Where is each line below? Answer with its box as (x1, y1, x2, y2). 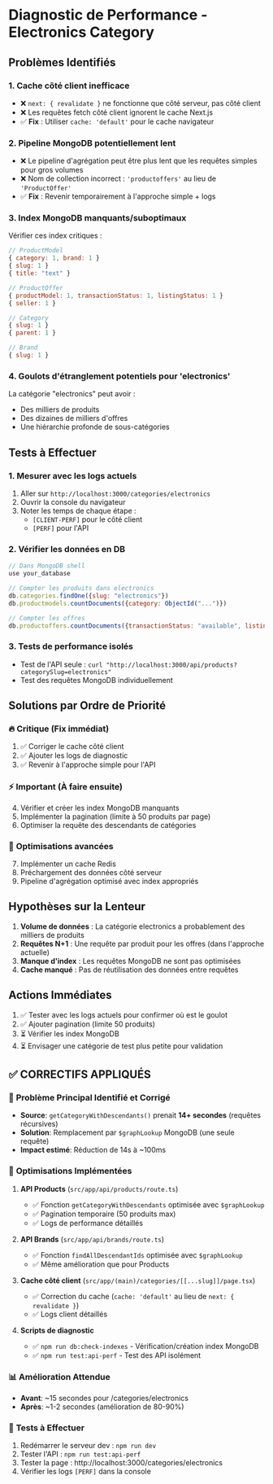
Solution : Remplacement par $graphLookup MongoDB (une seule (19, 1127, 235, 1137)
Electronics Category (8, 23, 154, 42)
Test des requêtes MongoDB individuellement (19, 675, 173, 685)
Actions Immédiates (8, 988, 112, 1002)
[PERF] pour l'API (32, 523, 89, 532)
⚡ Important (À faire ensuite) (8, 781, 123, 793)
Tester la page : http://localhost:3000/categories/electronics (19, 1458, 223, 1468)
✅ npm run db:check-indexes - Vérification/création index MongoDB (32, 1341, 259, 1350)
